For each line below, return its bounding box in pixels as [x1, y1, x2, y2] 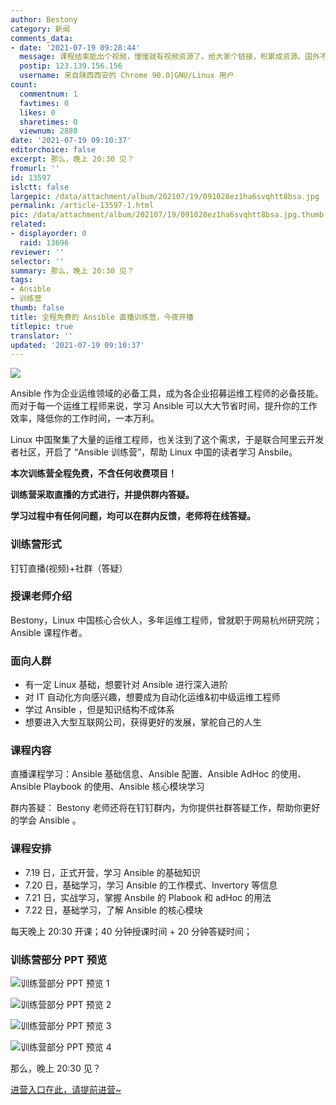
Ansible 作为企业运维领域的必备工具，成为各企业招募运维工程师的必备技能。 [10, 387, 324, 400]
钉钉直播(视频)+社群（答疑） [10, 562, 128, 574]
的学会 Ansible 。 [10, 814, 82, 826]
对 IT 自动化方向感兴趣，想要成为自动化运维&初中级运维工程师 [24, 691, 281, 703]
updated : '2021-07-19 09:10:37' [10, 340, 145, 350]
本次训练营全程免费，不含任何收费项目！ [10, 467, 177, 480]
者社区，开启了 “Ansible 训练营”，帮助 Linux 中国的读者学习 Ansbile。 [10, 446, 298, 458]
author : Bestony [10, 14, 78, 25]
